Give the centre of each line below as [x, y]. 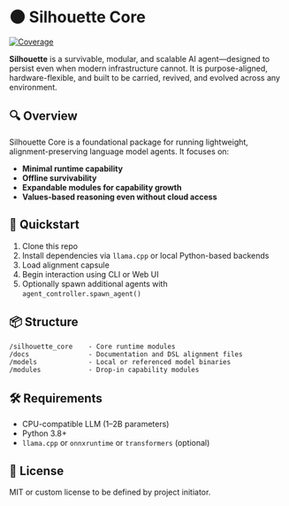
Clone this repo [49, 245]
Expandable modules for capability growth [102, 187]
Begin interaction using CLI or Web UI [90, 274]
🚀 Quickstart [44, 225]
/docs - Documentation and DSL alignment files [126, 354]
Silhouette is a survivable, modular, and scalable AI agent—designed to [140, 58]
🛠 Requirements [56, 398]
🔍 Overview [43, 117]
